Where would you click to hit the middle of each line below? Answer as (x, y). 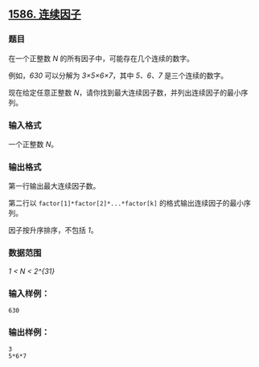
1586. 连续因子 (45, 14)
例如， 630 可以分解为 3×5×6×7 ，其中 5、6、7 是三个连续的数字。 (118, 75)
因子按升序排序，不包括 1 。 (53, 230)
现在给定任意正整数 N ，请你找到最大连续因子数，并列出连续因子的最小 (125, 92)
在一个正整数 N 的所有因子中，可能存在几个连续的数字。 (101, 58)
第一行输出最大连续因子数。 (54, 186)
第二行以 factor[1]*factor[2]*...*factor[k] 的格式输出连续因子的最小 (126, 203)
